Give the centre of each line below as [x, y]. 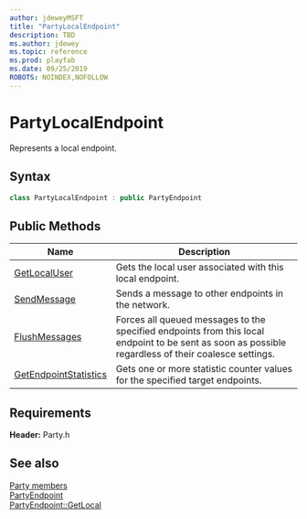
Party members [39, 485]
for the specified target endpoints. [189, 380]
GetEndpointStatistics [61, 375]
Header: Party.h [40, 434]
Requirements [50, 413]
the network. [143, 305]
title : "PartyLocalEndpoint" [65, 26]
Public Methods [55, 226]
